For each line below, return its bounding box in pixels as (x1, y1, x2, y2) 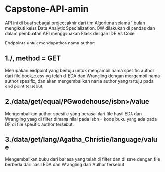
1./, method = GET (5, 54, 61, 63)
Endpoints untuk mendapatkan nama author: (5, 40, 95, 45)
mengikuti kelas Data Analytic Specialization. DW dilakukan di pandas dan (5, 25, 155, 31)
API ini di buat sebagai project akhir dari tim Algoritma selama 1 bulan (5, 20, 145, 26)
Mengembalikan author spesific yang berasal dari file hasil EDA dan (5, 110, 142, 117)
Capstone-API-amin (5, 3, 89, 15)
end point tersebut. (5, 83, 44, 89)
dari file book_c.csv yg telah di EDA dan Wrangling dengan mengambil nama (5, 73, 160, 79)
